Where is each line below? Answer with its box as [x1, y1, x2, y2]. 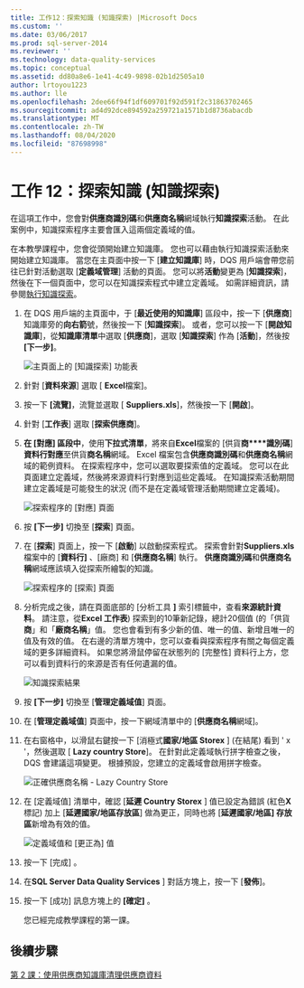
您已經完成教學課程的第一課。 [23, 914, 134, 925]
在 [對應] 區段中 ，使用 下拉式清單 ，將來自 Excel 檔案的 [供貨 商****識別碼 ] [23, 438, 294, 448]
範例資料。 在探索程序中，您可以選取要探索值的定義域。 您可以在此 [39, 460, 290, 471]
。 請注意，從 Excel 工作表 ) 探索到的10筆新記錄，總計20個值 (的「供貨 [31, 612, 290, 624]
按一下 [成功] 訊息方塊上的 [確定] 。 [23, 895, 156, 906]
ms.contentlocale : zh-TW [10, 123, 104, 132]
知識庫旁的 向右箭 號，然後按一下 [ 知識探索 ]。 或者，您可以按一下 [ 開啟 [23, 318, 284, 330]
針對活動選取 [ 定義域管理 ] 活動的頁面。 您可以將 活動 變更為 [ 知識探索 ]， [25, 266, 292, 277]
